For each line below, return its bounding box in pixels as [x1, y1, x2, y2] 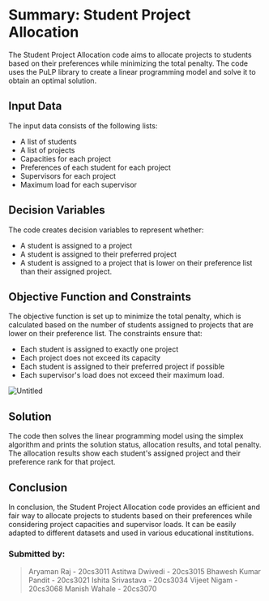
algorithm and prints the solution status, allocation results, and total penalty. [8, 440, 262, 450]
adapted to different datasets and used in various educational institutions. [8, 528, 254, 538]
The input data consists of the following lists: [8, 120, 158, 131]
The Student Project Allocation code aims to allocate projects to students [8, 50, 253, 59]
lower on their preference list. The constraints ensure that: [8, 329, 203, 339]
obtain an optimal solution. [8, 76, 97, 85]
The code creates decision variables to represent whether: [8, 225, 204, 235]
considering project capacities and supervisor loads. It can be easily [8, 520, 237, 529]
